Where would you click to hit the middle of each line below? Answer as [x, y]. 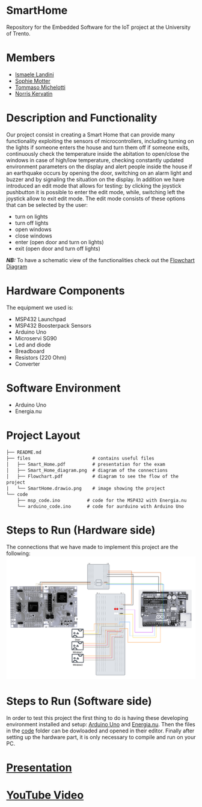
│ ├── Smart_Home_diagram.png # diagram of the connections [87, 470]
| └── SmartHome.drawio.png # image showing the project [86, 488]
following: [18, 553]
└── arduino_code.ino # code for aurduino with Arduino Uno [101, 506]
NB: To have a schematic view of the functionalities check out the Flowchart [101, 260]
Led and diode [33, 345]
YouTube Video [45, 795]
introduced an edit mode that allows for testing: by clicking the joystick [94, 186]
